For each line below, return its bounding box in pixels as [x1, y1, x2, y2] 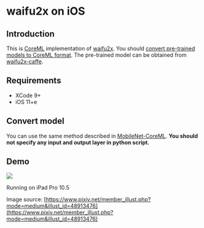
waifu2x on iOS [6, 4, 86, 18]
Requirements [6, 75, 61, 86]
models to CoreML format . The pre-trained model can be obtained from [6, 51, 187, 59]
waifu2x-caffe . [6, 58, 44, 65]
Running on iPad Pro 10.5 [6, 184, 69, 191]
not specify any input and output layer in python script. [6, 139, 150, 146]
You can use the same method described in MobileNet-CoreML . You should [6, 132, 198, 139]
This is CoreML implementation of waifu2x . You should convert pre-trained [6, 45, 195, 52]
